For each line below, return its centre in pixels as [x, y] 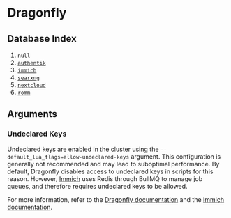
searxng [28, 78]
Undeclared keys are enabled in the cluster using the [83, 149]
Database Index [42, 39]
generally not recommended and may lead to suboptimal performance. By [113, 164]
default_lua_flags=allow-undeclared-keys [68, 157]
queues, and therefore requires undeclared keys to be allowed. [97, 186]
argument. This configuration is [176, 156]
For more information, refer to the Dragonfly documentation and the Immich [116, 199]
